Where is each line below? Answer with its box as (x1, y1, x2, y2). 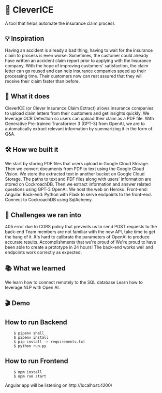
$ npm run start (14, 374, 47, 379)
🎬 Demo (5, 299, 30, 307)
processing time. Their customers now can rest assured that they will (5, 73, 143, 79)
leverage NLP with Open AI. (5, 284, 60, 290)
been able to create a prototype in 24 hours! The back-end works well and (5, 244, 153, 250)
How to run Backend (5, 318, 68, 326)
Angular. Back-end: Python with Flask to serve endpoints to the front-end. (5, 191, 152, 198)
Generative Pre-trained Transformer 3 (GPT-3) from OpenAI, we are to (5, 121, 145, 126)
